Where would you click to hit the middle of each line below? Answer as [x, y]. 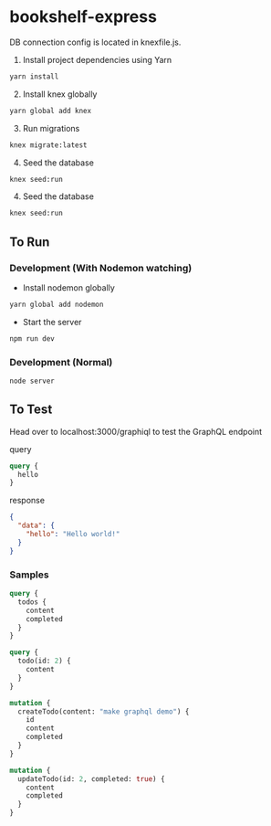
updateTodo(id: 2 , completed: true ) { [92, 778]
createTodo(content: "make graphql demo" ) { [104, 711]
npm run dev [32, 339]
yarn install [34, 76]
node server [32, 381]
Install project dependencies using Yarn [97, 59]
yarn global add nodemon [57, 304]
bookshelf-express [83, 17]
